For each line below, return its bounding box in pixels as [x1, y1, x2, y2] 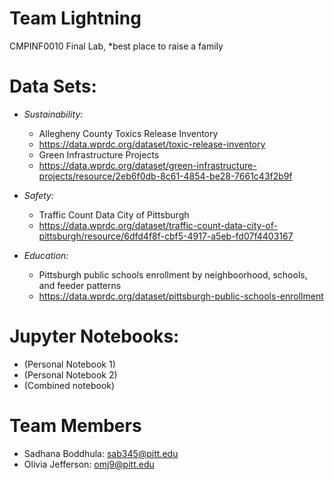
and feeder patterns [38, 279, 122, 291]
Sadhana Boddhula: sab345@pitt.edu [23, 447, 179, 459]
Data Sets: [9, 75, 97, 98]
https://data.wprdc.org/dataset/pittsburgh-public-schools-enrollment [38, 290, 324, 302]
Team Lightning [9, 7, 142, 30]
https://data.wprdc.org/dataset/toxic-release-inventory [38, 138, 266, 150]
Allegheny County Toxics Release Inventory [38, 127, 219, 139]
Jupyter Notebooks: [9, 325, 180, 348]
